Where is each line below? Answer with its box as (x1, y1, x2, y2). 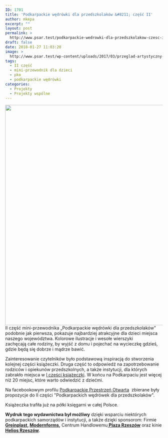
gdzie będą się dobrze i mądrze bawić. (5, 346, 85, 352)
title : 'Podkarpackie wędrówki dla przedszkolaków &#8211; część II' (5, 12, 153, 17)
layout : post (5, 26, 32, 31)
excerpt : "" (5, 21, 30, 26)
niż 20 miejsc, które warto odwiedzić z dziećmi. (5, 377, 103, 383)
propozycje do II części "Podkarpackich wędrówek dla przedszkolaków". (5, 392, 155, 398)
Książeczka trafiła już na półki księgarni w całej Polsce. (5, 402, 118, 408)
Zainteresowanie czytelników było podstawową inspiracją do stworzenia (5, 356, 154, 362)
